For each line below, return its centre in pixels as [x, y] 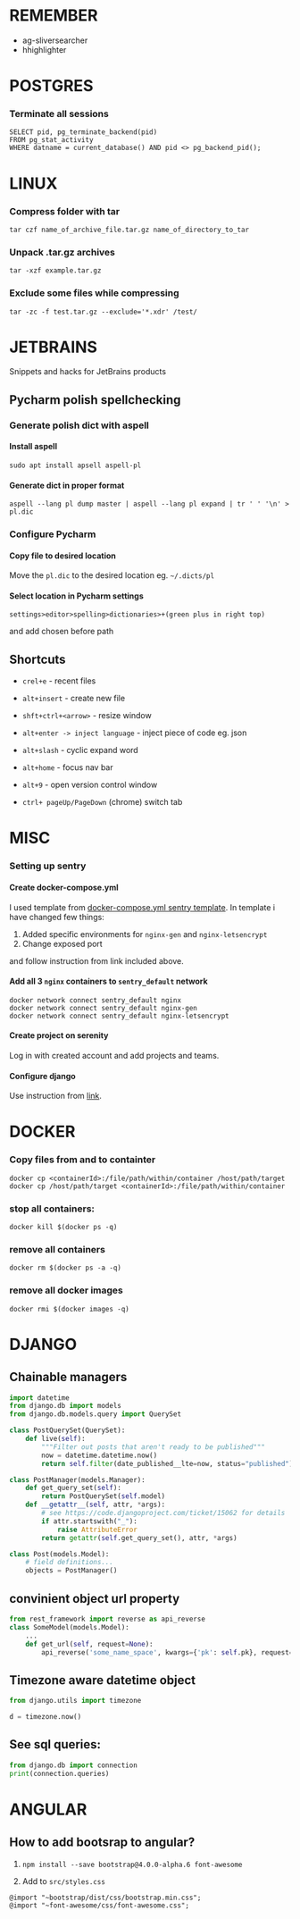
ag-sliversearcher [55, 40]
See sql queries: [55, 1744]
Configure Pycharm [53, 534]
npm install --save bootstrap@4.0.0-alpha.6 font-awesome [132, 1865]
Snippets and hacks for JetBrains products [88, 372]
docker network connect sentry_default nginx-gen [104, 1008]
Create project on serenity [59, 1035]
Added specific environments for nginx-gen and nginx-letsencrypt [145, 934]
